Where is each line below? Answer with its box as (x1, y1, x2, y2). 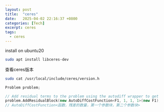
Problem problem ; (5, 85, 41, 90)
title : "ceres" (5, 12, 38, 17)
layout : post (5, 7, 32, 12)
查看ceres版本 (5, 66, 34, 72)
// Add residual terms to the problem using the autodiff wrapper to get (5, 93, 159, 99)
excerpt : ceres (5, 25, 36, 30)
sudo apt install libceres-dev (5, 57, 69, 62)
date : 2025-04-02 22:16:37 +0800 (5, 16, 78, 21)
